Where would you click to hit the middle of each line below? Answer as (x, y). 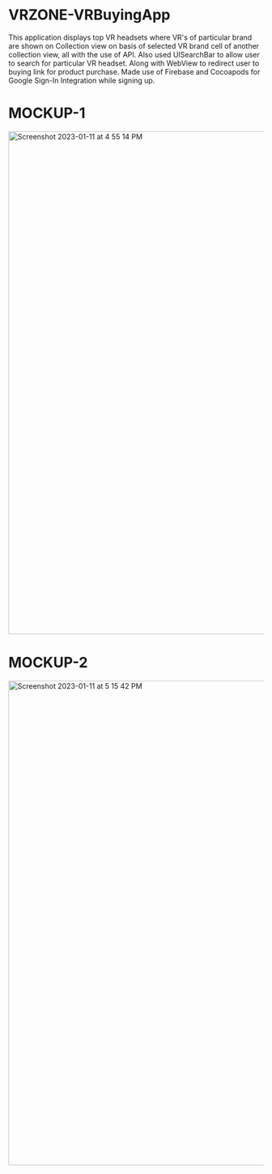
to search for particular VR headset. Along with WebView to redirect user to (134, 63)
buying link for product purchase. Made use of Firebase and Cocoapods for (134, 71)
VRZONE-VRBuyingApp (89, 15)
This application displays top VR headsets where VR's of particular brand (130, 37)
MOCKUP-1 (47, 113)
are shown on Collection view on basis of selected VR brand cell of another (134, 45)
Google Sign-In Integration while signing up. (82, 80)
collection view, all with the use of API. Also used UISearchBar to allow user (134, 54)
